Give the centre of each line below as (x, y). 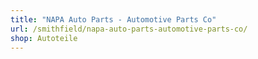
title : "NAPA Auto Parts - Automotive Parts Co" (113, 19)
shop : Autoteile (44, 38)
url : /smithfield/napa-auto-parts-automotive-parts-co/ (129, 29)
